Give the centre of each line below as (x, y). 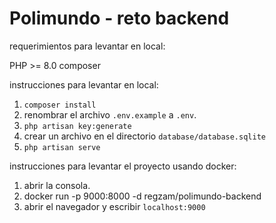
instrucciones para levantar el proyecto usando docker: (123, 166)
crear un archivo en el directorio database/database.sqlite (144, 136)
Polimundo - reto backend (119, 18)
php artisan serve (62, 147)
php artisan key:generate (77, 126)
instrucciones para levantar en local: (84, 84)
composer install (60, 105)
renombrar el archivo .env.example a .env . (110, 114)
